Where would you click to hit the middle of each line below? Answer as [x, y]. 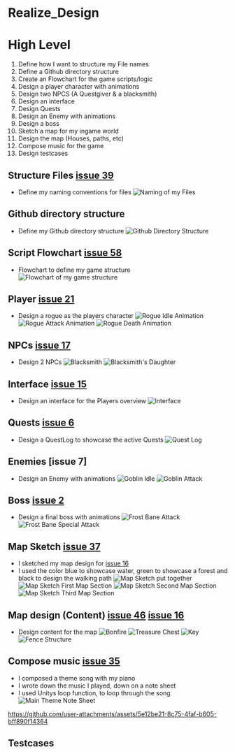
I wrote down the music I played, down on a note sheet [97, 686]
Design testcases [43, 153]
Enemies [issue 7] [48, 462]
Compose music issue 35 [64, 661]
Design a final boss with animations [69, 517]
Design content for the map [57, 632]
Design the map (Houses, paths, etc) [71, 138]
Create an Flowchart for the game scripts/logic [85, 79]
